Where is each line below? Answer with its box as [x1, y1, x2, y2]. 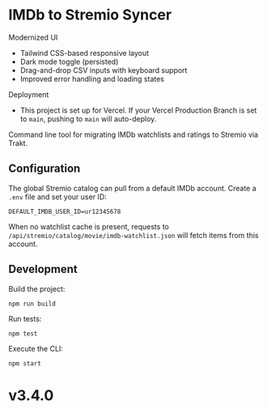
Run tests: [8, 313, 42, 323]
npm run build [8, 300, 57, 308]
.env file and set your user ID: [8, 192, 107, 202]
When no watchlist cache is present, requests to [8, 221, 170, 232]
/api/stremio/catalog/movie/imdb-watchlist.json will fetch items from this [8, 230, 259, 240]
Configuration [8, 162, 81, 176]
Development [8, 262, 78, 276]
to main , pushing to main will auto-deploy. [19, 113, 157, 123]
